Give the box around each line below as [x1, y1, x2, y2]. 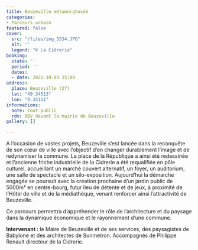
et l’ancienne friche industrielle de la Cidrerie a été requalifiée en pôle [6, 159, 176, 166]
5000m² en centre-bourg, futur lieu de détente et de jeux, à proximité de [6, 184, 183, 191]
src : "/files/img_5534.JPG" [11, 36, 81, 42]
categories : [6, 14, 35, 20]
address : [6, 80, 28, 86]
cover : [6, 31, 22, 37]
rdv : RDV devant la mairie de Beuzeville [11, 113, 115, 119]
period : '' [11, 63, 38, 70]
